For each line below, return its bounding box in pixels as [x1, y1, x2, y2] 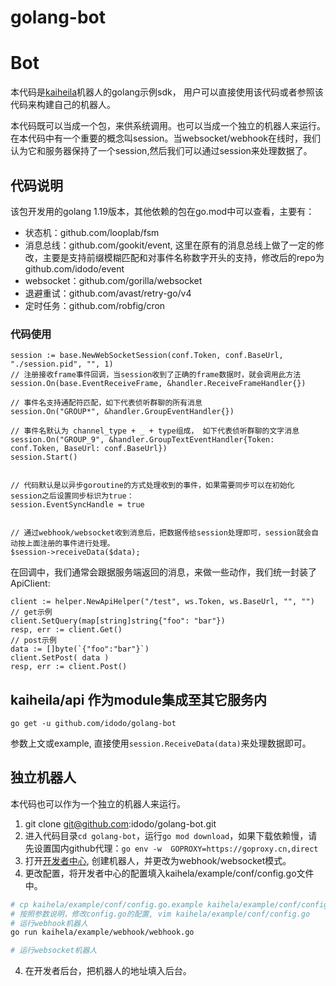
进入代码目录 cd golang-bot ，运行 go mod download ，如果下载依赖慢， [24, 829, 309, 841]
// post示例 [10, 636, 57, 646]
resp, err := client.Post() [10, 662, 128, 672]
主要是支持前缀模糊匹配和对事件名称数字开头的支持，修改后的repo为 [42, 251, 325, 263]
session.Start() [10, 452, 78, 463]
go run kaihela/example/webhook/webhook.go [10, 927, 195, 938]
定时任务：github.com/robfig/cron [24, 299, 166, 311]
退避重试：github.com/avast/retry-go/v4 [24, 287, 192, 299]
